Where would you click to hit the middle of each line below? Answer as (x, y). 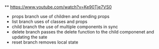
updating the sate (29, 37)
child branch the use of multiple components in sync (65, 27)
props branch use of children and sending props (61, 16)
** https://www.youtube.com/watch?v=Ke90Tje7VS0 (58, 7)
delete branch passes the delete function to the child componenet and (83, 32)
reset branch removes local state (45, 42)
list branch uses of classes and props (50, 22)
